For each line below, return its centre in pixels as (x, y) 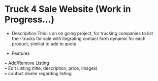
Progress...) (30, 20)
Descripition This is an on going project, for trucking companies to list (82, 33)
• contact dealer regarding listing (38, 73)
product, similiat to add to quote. (45, 43)
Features (21, 53)
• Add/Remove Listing (27, 63)
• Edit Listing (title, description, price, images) (51, 68)
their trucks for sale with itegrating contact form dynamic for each (79, 39)
